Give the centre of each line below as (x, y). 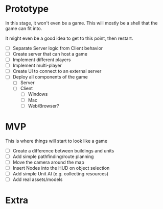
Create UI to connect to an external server (57, 71)
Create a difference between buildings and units (63, 150)
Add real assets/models (38, 179)
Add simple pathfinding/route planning (53, 156)
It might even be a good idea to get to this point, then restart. (69, 38)
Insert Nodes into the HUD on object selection (61, 168)
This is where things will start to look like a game (56, 141)
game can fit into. (24, 28)
